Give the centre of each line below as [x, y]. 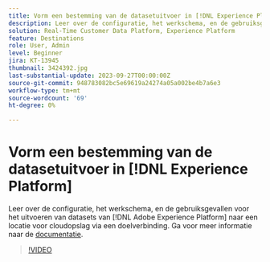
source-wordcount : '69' [48, 98]
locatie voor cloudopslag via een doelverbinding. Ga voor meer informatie [130, 226]
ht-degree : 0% [32, 105]
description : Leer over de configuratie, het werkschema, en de [118, 23]
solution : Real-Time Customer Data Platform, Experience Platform [122, 31]
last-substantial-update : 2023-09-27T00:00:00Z [90, 76]
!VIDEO [40, 250]
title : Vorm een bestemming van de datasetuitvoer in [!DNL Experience [131, 16]
